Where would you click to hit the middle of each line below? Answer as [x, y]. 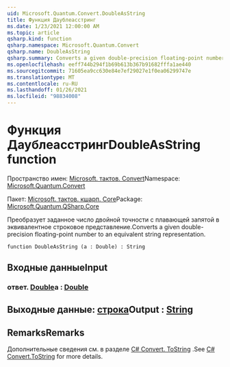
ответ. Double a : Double [48, 287]
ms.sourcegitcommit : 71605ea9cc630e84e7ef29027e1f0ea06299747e [99, 71]
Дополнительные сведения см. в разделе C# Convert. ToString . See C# [111, 349]
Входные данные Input [57, 268]
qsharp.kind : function [39, 39]
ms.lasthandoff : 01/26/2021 [47, 90]
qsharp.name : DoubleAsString [49, 52]
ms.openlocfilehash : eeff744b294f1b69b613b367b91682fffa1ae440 [99, 64]
